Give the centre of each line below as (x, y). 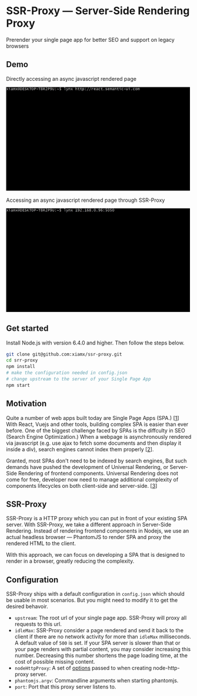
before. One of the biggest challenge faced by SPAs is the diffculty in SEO (96, 430)
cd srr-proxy (22, 360)
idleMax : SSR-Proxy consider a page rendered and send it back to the (99, 631)
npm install (21, 367)
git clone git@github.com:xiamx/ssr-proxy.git (64, 354)
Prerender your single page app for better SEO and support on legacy (90, 40)
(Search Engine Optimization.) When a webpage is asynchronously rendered (99, 436)
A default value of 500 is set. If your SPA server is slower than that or (97, 643)
